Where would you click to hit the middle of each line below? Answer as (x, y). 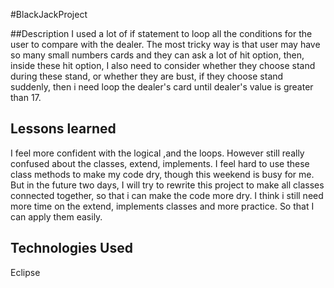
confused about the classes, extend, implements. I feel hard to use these (160, 163)
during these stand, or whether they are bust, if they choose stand (147, 76)
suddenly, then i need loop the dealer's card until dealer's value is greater (162, 87)
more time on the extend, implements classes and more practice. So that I (162, 206)
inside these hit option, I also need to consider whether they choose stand (163, 65)
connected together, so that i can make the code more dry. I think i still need (167, 195)
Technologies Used (71, 248)
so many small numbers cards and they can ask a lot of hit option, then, (157, 55)
